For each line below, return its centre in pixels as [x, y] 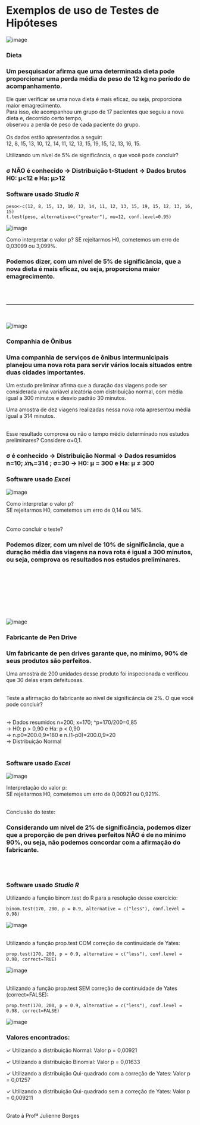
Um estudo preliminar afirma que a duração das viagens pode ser [87, 385]
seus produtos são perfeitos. [49, 661]
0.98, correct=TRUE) [32, 959]
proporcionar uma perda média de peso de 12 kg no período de [98, 78]
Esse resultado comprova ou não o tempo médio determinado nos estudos [98, 433]
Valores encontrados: [38, 1037]
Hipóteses [32, 23]
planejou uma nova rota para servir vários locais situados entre [99, 365]
